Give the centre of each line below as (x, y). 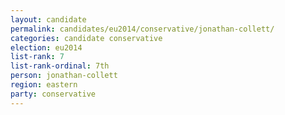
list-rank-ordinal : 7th (60, 66)
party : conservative (53, 94)
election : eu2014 (46, 47)
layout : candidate (48, 19)
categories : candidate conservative (86, 38)
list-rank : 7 (37, 57)
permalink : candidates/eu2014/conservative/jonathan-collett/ (142, 29)
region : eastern (44, 85)
